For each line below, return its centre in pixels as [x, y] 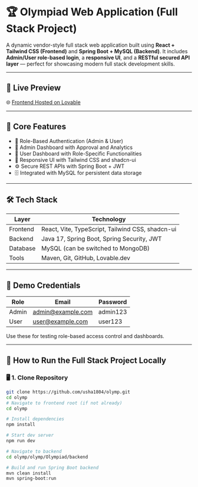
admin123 [113, 312]
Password [113, 302]
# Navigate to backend [34, 451]
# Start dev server [30, 436]
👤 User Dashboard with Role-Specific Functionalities [78, 153]
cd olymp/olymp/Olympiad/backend [47, 457]
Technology [109, 219]
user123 [110, 322]
